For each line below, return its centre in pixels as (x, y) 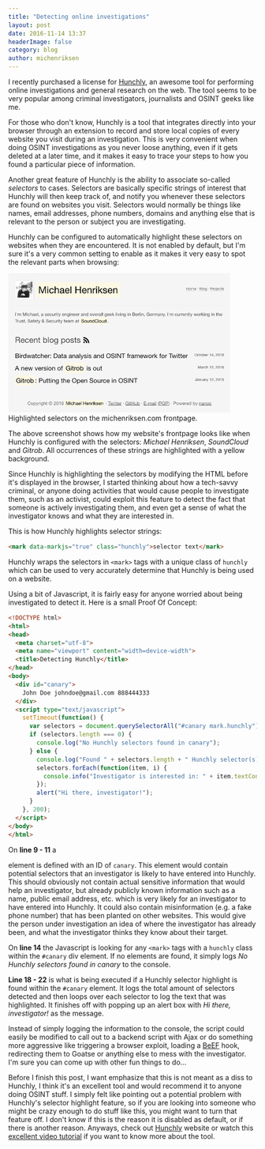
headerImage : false (40, 42)
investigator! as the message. (56, 1013)
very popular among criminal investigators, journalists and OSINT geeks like (131, 98)
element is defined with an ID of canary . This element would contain (118, 865)
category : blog (33, 50)
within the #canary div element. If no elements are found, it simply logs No (128, 955)
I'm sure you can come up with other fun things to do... (97, 1062)
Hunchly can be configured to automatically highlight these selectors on (125, 237)
